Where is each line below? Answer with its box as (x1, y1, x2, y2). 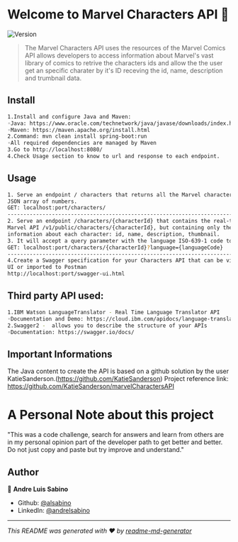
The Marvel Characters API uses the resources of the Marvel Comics (24, 43, 226, 52)
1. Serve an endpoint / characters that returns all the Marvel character (7, 191, 233, 198)
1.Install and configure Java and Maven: (7, 113, 132, 120)
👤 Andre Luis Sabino (7, 485, 69, 493)
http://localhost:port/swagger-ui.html (7, 270, 125, 277)
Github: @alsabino (17, 498, 72, 507)
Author (7, 466, 39, 478)
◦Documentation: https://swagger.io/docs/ (7, 328, 135, 336)
